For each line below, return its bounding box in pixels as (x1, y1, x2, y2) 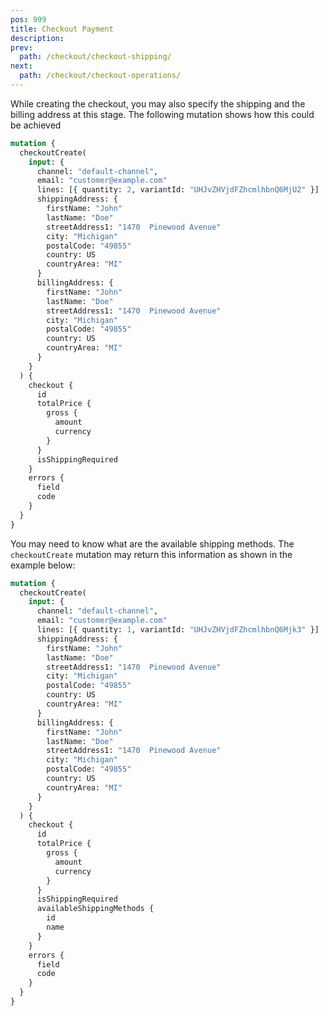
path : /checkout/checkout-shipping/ (19, 52, 172, 62)
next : (10, 61, 33, 71)
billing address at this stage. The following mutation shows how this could (10, 108, 315, 120)
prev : (10, 42, 33, 53)
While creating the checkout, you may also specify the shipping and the (10, 97, 306, 110)
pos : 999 (10, 14, 47, 25)
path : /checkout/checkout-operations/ (19, 71, 182, 81)
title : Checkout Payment (10, 24, 114, 34)
